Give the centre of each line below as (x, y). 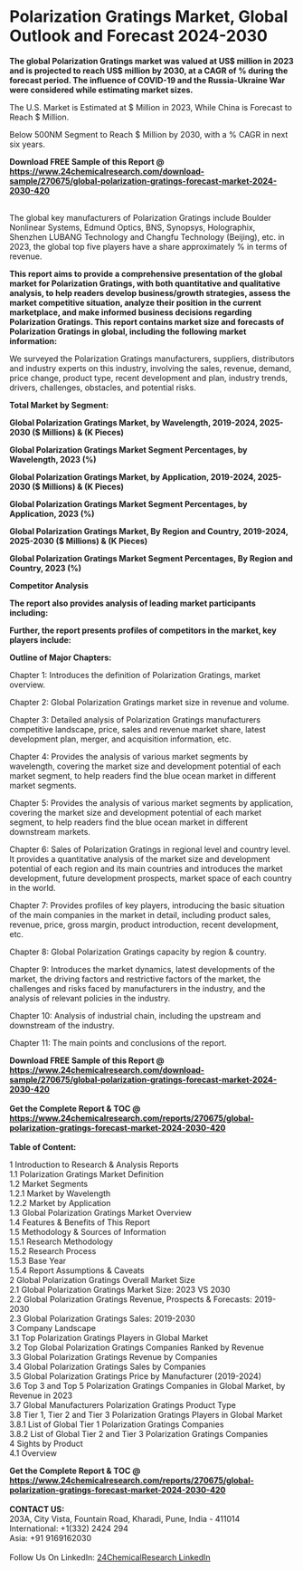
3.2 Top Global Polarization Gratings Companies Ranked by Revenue (137, 1347)
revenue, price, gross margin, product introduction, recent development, (144, 924)
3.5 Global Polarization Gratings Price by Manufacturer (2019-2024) (136, 1376)
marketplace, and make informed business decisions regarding (131, 312)
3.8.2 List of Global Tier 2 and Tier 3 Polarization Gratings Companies (139, 1433)
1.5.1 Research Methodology (61, 1241)
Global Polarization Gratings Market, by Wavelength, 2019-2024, (133, 422)
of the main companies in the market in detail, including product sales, (140, 915)
